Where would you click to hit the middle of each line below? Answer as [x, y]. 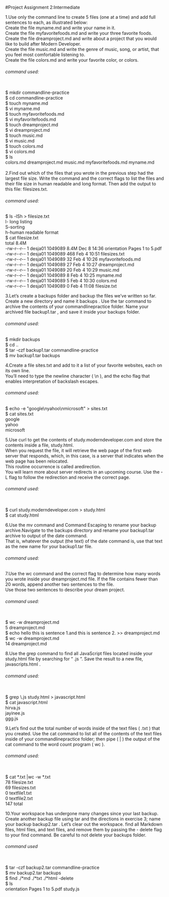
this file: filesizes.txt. [26, 189]
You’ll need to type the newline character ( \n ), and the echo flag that [77, 376]
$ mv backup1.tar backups [33, 355]
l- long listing [19, 222]
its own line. [18, 370]
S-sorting [15, 227]
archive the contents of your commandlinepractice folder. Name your [77, 307]
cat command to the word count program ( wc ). [55, 744]
